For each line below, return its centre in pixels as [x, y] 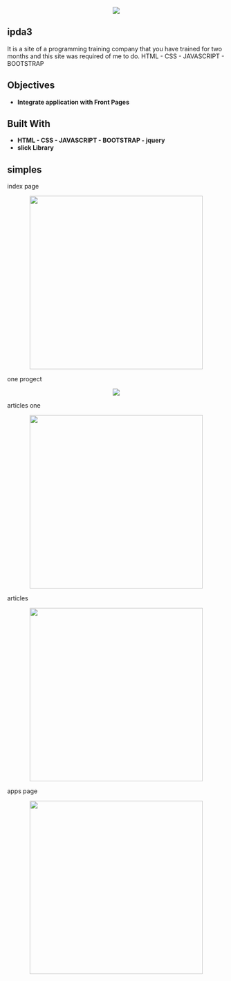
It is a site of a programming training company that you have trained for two [115, 49]
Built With [29, 124]
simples [25, 170]
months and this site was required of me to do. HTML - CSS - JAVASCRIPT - [116, 56]
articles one [24, 406]
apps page [22, 791]
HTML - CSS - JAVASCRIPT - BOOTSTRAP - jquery [91, 140]
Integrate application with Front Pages [73, 102]
